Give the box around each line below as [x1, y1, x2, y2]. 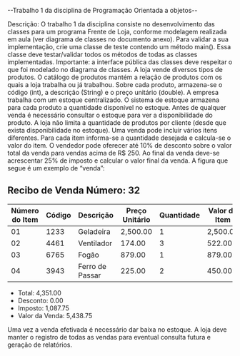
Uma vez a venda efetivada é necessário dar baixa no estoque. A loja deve [7, 325, 227, 334]
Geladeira [78, 226, 111, 236]
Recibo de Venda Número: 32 [7, 185, 141, 197]
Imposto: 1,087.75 [17, 303, 69, 312]
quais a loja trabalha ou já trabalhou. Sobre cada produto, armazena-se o [7, 81, 223, 88]
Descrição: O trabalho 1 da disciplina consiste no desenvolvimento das [7, 20, 216, 28]
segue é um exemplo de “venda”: [7, 164, 105, 172]
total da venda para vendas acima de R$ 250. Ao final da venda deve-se [7, 149, 220, 157]
